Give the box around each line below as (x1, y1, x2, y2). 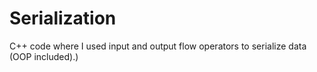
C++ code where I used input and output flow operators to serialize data (9, 40, 307, 52)
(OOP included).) (9, 50, 79, 62)
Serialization (9, 7, 117, 30)
